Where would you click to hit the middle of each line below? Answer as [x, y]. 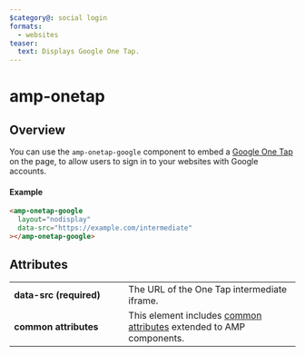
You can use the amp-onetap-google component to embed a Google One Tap [151, 152]
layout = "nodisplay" [54, 220]
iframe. [143, 301]
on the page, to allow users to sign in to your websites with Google [134, 162]
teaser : [24, 43]
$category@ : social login [58, 18]
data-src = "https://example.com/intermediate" [105, 228]
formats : [26, 26]
